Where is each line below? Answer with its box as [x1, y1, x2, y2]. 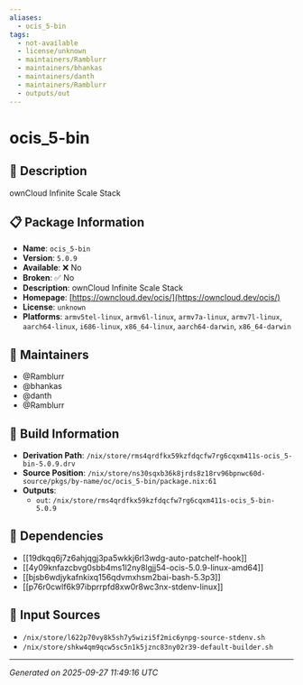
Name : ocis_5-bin [22, 243, 91, 254]
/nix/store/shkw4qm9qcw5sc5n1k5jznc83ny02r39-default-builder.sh [22, 643, 273, 652]
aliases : [9, 13, 42, 23]
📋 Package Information [9, 214, 145, 230]
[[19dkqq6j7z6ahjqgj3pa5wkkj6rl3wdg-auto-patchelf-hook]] [22, 552, 248, 563]
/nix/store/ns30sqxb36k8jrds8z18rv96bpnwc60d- [87, 468, 266, 478]
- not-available [17, 38, 78, 48]
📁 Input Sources [9, 607, 101, 623]
